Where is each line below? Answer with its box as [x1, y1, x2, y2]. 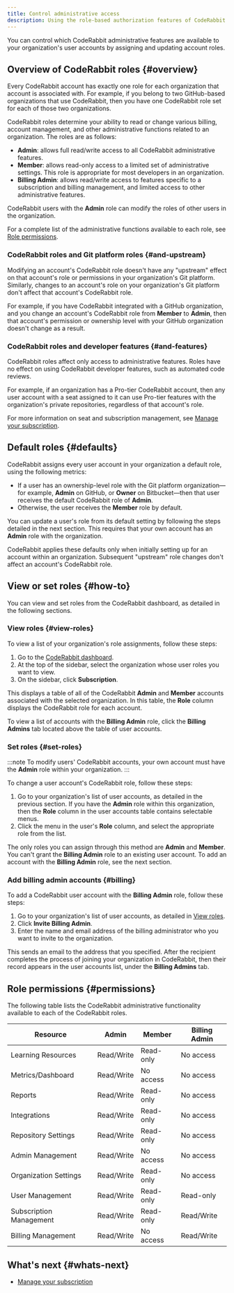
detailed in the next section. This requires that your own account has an [7, 524, 213, 533]
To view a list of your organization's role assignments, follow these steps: [7, 640, 217, 648]
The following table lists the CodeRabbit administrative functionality [7, 1001, 201, 1010]
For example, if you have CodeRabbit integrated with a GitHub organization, [7, 302, 224, 310]
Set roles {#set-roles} [7, 741, 82, 751]
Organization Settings [10, 1171, 82, 1181]
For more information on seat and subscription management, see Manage [7, 413, 219, 422]
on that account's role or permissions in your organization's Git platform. [7, 273, 216, 281]
